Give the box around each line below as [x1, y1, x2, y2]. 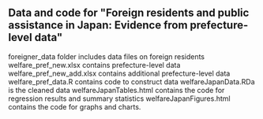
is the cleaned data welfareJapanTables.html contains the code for [8, 85, 225, 95]
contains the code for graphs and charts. [8, 102, 141, 111]
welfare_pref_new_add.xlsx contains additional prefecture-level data [8, 69, 231, 78]
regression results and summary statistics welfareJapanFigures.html [8, 94, 231, 103]
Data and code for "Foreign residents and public [8, 6, 250, 20]
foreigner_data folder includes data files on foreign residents [8, 51, 205, 61]
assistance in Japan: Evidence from [8, 19, 188, 32]
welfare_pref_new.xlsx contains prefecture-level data [8, 60, 181, 69]
